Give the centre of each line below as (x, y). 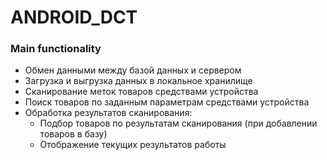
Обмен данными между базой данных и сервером (133, 70)
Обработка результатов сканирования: (108, 113)
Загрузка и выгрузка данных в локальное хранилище (138, 81)
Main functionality (56, 49)
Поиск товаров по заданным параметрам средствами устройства (167, 102)
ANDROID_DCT (74, 17)
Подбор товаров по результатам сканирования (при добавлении (178, 123)
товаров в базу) (73, 134)
